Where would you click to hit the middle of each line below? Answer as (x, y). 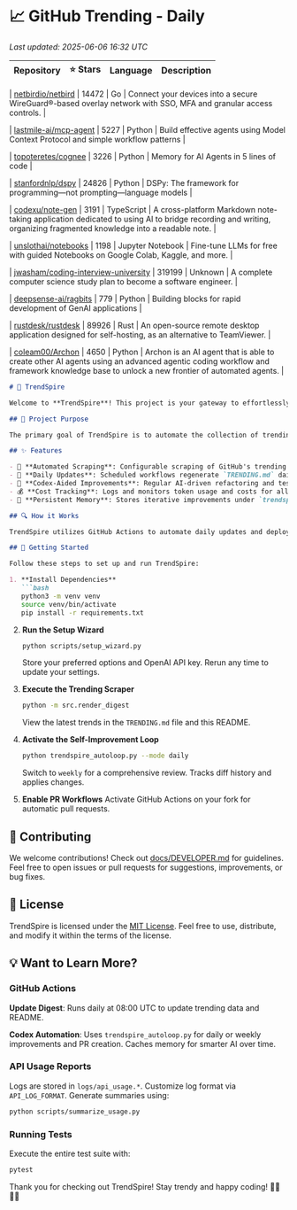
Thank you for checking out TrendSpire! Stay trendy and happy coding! (138, 1186)
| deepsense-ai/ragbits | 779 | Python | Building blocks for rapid (125, 299)
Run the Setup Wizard (63, 630)
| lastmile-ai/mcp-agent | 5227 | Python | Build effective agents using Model (147, 129)
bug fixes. (27, 876)
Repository (37, 71)
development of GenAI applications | (76, 308)
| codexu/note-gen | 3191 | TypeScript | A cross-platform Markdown (133, 209)
